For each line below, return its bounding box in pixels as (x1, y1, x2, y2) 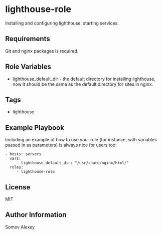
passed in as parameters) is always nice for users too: (5, 142, 117, 148)
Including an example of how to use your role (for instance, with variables (5, 137, 157, 143)
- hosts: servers (5, 152, 42, 157)
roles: (10, 165, 24, 170)
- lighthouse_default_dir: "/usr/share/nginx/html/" (16, 160, 129, 166)
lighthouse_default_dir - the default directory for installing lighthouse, (12, 76, 155, 82)
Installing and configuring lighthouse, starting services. (5, 20, 119, 26)
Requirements (5, 35, 50, 43)
